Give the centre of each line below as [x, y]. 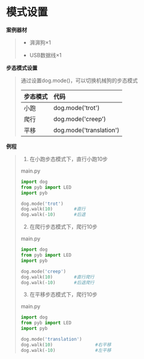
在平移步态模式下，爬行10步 [63, 295]
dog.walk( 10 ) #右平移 [66, 345]
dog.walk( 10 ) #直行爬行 [57, 277]
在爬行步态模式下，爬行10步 [63, 227]
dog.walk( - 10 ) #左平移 [66, 350]
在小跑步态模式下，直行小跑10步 [69, 159]
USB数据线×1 [46, 55]
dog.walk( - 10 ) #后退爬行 [57, 282]
